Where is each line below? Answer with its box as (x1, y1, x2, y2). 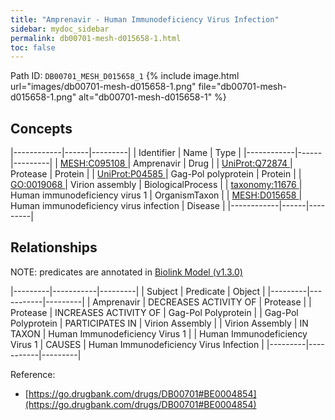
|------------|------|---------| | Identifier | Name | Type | (10, 147, 242, 159)
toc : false (10, 42, 56, 53)
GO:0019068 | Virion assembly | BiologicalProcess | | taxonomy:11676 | (10, 179, 303, 191)
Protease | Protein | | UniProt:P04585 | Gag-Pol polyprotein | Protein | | (10, 168, 302, 180)
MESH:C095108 (59, 157, 126, 170)
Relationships (10, 239, 98, 256)
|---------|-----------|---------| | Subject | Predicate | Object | (10, 285, 266, 297)
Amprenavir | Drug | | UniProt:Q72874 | (133, 157, 293, 170)
